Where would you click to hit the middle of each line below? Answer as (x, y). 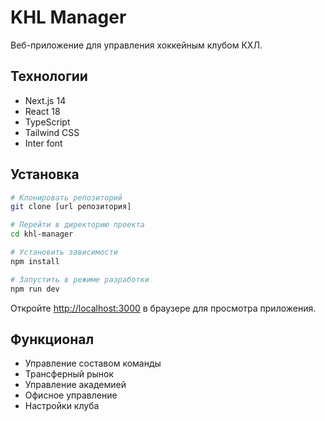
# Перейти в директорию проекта (77, 225)
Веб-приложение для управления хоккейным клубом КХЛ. (136, 45)
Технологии (49, 76)
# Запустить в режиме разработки (80, 279)
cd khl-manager (42, 234)
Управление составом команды (93, 363)
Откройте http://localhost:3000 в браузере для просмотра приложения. (163, 308)
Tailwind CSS (52, 132)
